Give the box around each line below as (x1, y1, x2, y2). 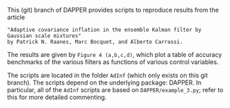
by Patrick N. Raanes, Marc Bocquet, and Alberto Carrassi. (7, 39, 184, 45)
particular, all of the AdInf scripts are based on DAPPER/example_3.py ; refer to (7, 86, 224, 94)
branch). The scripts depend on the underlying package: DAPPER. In (7, 78, 202, 87)
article (7, 13, 25, 21)
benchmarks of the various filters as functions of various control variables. (7, 58, 219, 66)
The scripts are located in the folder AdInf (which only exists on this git (7, 72, 208, 79)
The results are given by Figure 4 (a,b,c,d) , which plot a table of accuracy (7, 51, 222, 58)
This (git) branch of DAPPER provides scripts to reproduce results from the (7, 6, 219, 14)
